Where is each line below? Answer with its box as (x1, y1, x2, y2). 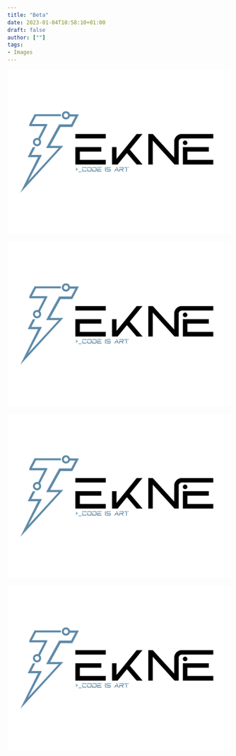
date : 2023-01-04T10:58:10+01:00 (7, 18, 106, 26)
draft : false (7, 26, 46, 33)
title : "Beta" (7, 11, 49, 18)
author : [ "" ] (7, 34, 46, 41)
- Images (7, 49, 33, 56)
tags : (7, 41, 23, 49)
